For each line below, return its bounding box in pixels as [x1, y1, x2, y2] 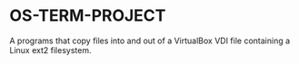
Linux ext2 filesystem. [9, 44, 92, 55]
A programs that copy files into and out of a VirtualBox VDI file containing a [9, 35, 291, 46]
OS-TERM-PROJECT [9, 5, 166, 26]
